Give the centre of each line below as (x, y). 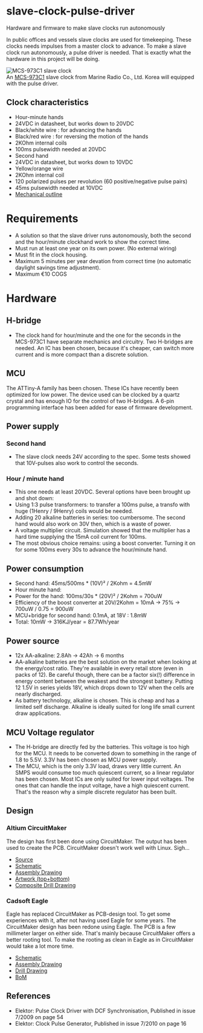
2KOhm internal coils (41, 143)
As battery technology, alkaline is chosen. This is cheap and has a (97, 700)
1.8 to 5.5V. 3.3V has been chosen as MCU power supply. (86, 760)
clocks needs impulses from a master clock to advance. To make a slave (96, 46)
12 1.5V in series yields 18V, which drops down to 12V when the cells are (105, 688)
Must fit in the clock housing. (51, 255)
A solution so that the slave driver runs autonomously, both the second (103, 235)
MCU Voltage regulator (50, 732)
